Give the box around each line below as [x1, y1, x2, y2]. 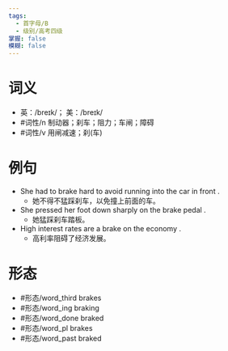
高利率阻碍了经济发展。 [32, 234, 111, 243]
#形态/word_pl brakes [19, 323, 93, 332]
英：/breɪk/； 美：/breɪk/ [19, 108, 103, 117]
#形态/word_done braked [19, 313, 104, 323]
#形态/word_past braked [19, 333, 103, 343]
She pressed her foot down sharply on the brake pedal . [19, 205, 206, 214]
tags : [8, 11, 27, 20]
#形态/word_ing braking [19, 302, 99, 312]
